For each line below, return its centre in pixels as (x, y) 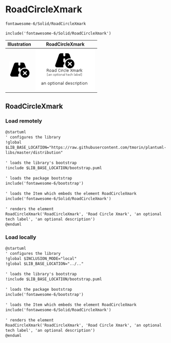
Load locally (21, 237)
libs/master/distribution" (34, 152)
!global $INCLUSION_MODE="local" (41, 259)
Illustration (20, 44)
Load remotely (24, 120)
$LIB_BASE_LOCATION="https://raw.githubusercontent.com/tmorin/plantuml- (86, 147)
